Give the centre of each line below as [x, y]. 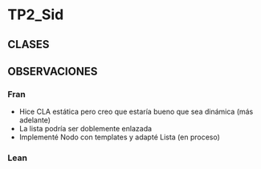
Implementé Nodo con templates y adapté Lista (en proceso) [119, 137]
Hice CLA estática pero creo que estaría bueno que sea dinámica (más [136, 112]
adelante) [35, 120]
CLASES [29, 44]
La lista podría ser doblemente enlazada [86, 129]
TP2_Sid [36, 15]
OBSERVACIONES [53, 71]
